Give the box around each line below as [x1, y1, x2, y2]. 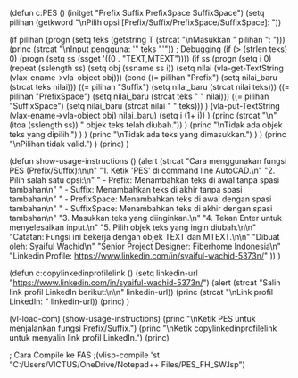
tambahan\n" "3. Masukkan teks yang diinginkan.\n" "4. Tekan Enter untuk [9, 213, 283, 223]
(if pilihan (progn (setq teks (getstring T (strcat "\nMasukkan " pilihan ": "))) [9, 35, 286, 45]
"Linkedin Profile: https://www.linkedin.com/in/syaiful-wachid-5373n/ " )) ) [9, 251, 281, 261]
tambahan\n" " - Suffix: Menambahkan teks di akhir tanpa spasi [9, 185, 243, 194]
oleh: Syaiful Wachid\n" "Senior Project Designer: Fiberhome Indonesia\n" [9, 241, 281, 251]
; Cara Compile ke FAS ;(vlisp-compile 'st [9, 349, 161, 360]
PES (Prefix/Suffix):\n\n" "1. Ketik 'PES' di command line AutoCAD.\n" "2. [9, 165, 276, 176]
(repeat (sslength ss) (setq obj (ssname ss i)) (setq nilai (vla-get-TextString [9, 62, 284, 73]
